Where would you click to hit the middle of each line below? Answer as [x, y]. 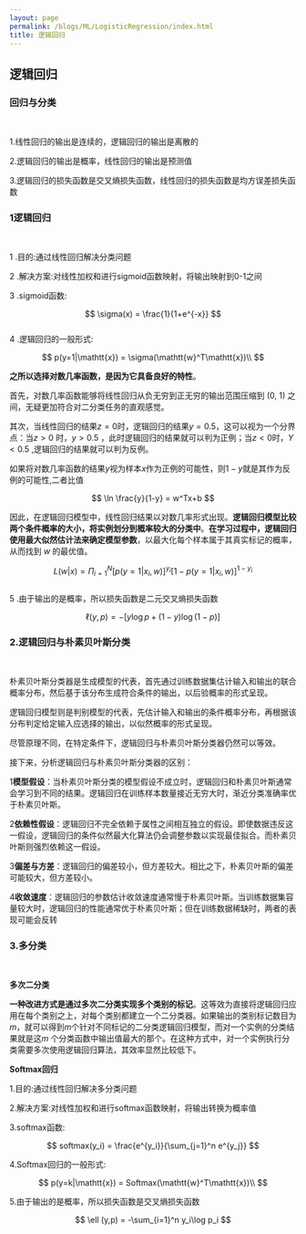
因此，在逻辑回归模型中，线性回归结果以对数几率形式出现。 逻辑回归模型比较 [153, 518]
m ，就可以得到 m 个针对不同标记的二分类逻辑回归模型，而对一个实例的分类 [148, 1027]
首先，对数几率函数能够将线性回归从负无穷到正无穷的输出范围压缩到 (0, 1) [148, 396]
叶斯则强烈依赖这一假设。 [57, 847]
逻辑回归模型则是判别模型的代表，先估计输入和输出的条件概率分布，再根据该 [153, 712]
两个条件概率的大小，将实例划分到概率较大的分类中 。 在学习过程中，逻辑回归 [153, 528]
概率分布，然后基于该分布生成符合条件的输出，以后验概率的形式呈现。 [141, 693]
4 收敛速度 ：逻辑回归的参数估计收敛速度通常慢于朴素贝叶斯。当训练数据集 [148, 897]
